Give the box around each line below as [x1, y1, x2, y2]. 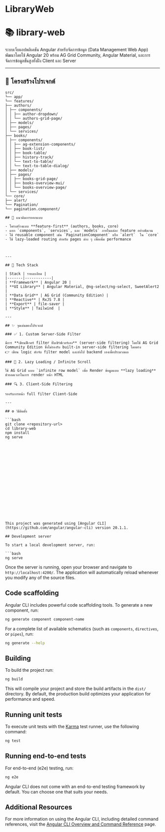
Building [5, 654, 31, 662]
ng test [5, 738, 21, 743]
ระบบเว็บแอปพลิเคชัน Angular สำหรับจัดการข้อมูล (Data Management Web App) [5, 47, 148, 53]
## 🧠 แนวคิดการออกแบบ [5, 215, 43, 220]
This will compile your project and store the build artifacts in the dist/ [5, 686, 146, 691]
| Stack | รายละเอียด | [5, 271, 47, 276]
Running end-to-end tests [5, 752, 86, 760]
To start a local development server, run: [5, 543, 96, 547]
